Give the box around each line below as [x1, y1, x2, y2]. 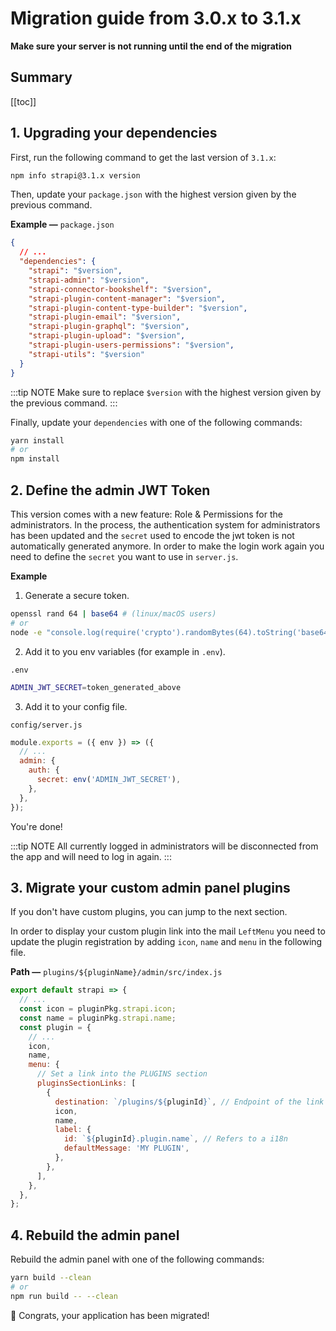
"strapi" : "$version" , [28, 266, 123, 276]
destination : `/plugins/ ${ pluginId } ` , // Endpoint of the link [54, 1097, 325, 1107]
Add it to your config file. [24, 700, 128, 712]
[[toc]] [10, 95, 37, 107]
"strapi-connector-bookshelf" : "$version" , [28, 284, 213, 294]
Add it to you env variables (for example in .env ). [24, 645, 226, 657]
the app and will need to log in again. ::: [10, 850, 172, 862]
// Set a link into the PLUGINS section [36, 1069, 208, 1079]
